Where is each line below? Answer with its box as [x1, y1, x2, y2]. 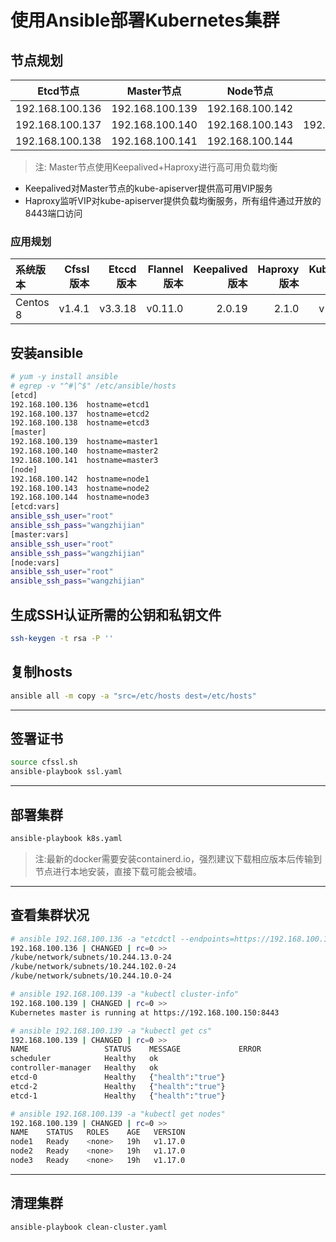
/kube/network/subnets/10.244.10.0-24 [10, 971, 172, 981]
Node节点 [226, 84, 274, 98]
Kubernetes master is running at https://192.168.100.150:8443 [10, 1007, 280, 1018]
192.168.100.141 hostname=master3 [10, 455, 159, 465]
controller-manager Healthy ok [10, 1063, 159, 1073]
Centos [15, 296, 50, 310]
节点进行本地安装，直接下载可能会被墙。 [34, 865, 202, 877]
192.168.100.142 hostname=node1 [10, 474, 150, 484]
